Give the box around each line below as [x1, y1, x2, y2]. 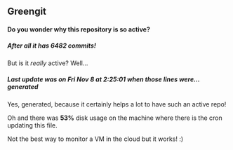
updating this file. [7, 121, 58, 129]
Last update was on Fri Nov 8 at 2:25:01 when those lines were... [7, 75, 200, 83]
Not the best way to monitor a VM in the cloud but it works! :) [7, 135, 184, 143]
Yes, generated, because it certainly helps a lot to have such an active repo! [7, 100, 227, 108]
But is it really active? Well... [7, 59, 88, 67]
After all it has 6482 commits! [7, 41, 97, 50]
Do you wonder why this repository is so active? [7, 25, 151, 34]
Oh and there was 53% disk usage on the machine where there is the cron [7, 114, 222, 122]
